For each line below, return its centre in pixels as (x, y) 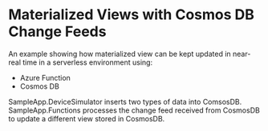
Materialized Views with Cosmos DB (132, 15)
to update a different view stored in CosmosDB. (87, 118)
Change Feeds (57, 32)
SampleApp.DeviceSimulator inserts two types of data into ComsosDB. (125, 101)
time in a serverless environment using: (88, 62)
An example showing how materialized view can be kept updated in (120, 54)
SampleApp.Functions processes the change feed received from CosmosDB (134, 110)
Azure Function (45, 77)
